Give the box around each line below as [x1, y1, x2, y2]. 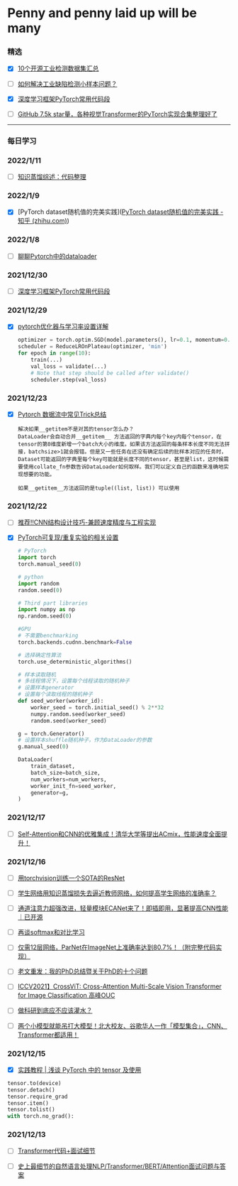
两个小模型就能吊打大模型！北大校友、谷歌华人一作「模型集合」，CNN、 [17, 1021, 228, 1030]
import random [17, 580, 59, 587]
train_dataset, [30, 762, 76, 770]
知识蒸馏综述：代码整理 [17, 172, 86, 180]
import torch [17, 554, 57, 561]
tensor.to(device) [7, 1079, 62, 1087]
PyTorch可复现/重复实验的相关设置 [17, 533, 119, 541]
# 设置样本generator [17, 684, 74, 691]
